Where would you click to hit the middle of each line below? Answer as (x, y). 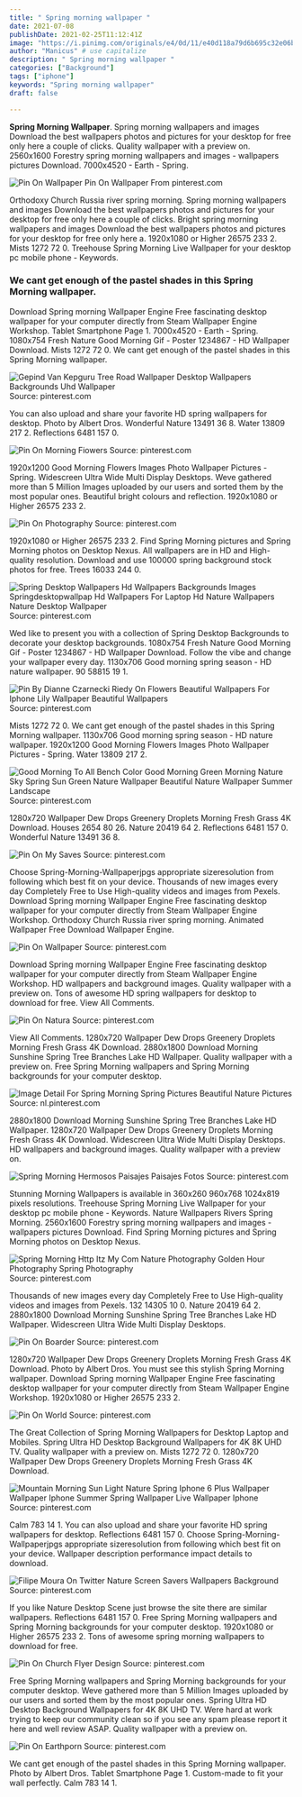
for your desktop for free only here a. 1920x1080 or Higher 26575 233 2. (143, 238)
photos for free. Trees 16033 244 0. (75, 570)
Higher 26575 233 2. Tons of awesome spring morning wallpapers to (137, 1636)
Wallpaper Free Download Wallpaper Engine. (92, 929)
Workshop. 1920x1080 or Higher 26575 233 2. (95, 1397)
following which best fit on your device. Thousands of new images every (144, 881)
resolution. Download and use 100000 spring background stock (154, 560)
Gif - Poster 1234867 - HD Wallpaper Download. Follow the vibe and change (151, 652)
